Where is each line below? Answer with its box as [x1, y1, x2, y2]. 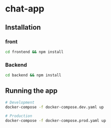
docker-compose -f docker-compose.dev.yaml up [5, 104, 104, 109]
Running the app [5, 86, 57, 95]
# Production [5, 113, 32, 118]
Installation [5, 23, 41, 32]
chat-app [5, 3, 44, 15]
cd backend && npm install [5, 73, 61, 78]
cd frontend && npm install [5, 49, 64, 54]
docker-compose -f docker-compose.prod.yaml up [5, 118, 106, 123]
